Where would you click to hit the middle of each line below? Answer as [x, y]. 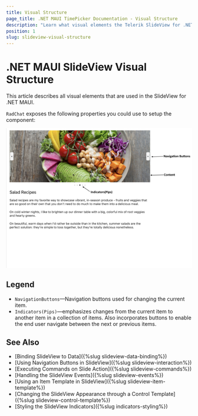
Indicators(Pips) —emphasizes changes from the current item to [94, 311]
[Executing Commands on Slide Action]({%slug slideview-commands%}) [103, 369]
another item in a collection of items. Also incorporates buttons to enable [103, 318]
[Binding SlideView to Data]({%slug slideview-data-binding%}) [91, 356]
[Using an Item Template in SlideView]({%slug [70, 382]
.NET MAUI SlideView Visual [77, 67]
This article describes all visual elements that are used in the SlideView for [96, 96]
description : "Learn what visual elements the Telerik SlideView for [93, 25]
